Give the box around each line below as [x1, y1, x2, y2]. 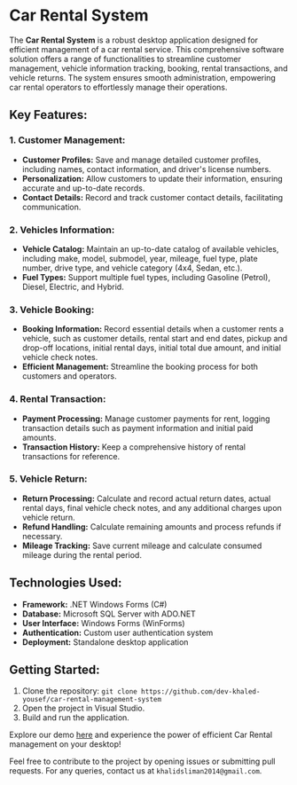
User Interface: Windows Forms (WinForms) [21, 617, 185, 628]
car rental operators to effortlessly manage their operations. [9, 82, 228, 92]
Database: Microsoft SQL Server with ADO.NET [21, 608, 197, 619]
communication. [21, 201, 82, 212]
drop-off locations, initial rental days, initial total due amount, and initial [21, 342, 282, 353]
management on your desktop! [9, 739, 121, 750]
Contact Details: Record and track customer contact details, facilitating [21, 192, 284, 202]
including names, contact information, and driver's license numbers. [21, 163, 272, 174]
